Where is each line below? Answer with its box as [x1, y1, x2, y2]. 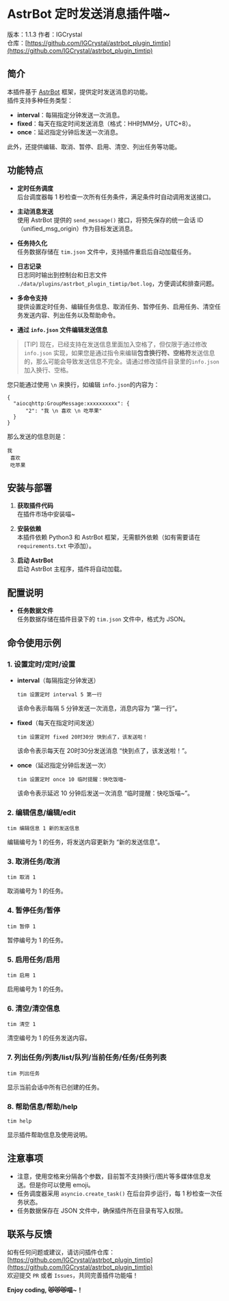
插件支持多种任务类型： [7, 96, 73, 104]
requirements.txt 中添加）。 [16, 542, 96, 550]
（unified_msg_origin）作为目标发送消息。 [16, 224, 137, 232]
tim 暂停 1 [7, 923, 36, 930]
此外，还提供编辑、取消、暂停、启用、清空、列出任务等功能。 [7, 142, 181, 151]
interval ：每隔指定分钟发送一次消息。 [16, 110, 124, 119]
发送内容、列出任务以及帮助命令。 [23, 311, 120, 319]
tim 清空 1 [7, 1021, 36, 1028]
